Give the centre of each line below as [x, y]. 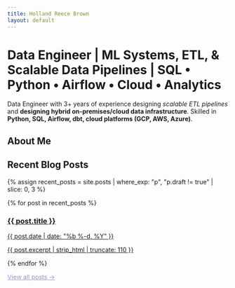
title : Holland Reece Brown [48, 14]
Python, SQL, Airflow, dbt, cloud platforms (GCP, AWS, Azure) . [100, 119]
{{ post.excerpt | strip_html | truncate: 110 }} [70, 249]
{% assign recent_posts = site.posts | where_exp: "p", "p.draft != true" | [110, 181]
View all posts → [31, 277]
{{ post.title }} [32, 221]
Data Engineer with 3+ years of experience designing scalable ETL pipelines [117, 104]
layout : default [31, 20]
